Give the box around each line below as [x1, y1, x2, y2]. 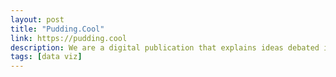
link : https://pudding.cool [10, 33, 128, 43]
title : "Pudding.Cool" [10, 24, 105, 34]
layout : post [10, 14, 65, 25]
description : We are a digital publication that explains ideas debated [10, 42, 320, 53]
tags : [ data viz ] [10, 52, 83, 62]
